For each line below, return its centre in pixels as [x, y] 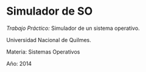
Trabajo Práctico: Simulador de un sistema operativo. [73, 28]
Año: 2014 [19, 63]
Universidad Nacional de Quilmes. [49, 40]
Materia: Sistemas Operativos [43, 52]
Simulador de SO [50, 11]
